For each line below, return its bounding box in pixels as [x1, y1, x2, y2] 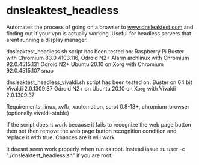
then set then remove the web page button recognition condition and [6, 127, 177, 134]
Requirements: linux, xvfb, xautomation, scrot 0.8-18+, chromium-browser [6, 103, 190, 110]
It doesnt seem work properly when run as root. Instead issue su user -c [6, 145, 185, 152]
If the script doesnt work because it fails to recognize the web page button [6, 121, 191, 128]
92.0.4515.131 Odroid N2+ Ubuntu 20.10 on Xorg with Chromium [6, 61, 164, 68]
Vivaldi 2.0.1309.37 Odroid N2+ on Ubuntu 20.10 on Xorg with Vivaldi [6, 85, 176, 92]
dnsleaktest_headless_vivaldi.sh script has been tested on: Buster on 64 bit [6, 79, 192, 86]
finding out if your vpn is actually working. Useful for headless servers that [6, 29, 191, 37]
